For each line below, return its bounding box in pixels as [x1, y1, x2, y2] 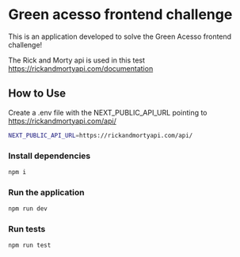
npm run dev [8, 205, 48, 213]
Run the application [8, 187, 85, 198]
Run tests [8, 223, 46, 234]
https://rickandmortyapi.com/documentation [8, 63, 154, 73]
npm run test [8, 241, 51, 250]
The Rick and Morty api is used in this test [8, 55, 145, 65]
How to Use [8, 87, 67, 100]
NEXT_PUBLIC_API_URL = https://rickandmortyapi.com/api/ [8, 131, 193, 139]
